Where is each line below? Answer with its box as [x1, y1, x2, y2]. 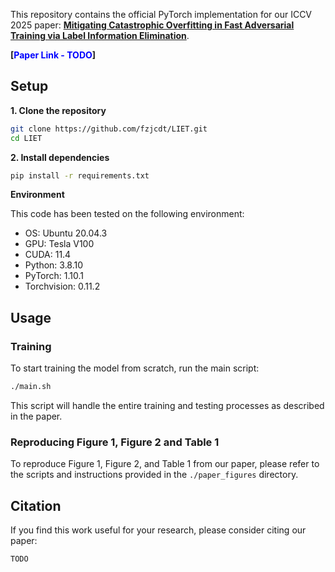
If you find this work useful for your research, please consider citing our [10, 524, 307, 536]
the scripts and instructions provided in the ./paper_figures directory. [10, 469, 299, 481]
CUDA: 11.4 [24, 249, 72, 261]
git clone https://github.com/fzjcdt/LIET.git [10, 124, 208, 134]
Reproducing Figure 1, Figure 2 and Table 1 [10, 435, 220, 449]
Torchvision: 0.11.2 [24, 280, 101, 293]
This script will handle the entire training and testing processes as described [10, 400, 325, 411]
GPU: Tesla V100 [24, 238, 95, 250]
